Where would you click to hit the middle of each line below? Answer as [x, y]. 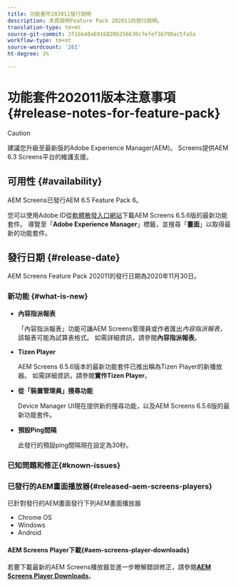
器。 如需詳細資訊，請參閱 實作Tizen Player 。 [84, 375]
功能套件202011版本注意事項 [92, 98]
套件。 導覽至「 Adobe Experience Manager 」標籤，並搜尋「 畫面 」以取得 [116, 224]
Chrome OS [35, 517]
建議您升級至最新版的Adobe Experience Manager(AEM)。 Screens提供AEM [118, 148]
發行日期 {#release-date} [64, 258]
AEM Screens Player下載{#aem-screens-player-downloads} [99, 550]
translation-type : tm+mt [44, 27]
